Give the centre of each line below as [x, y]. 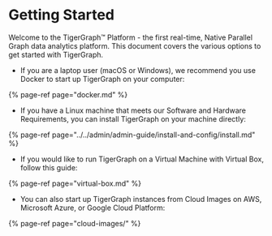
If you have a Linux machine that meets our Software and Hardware [133, 110]
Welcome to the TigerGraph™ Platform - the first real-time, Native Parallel [131, 37]
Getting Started [62, 15]
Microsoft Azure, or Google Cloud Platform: [93, 208]
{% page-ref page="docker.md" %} [68, 94]
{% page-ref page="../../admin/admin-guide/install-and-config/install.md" [132, 135]
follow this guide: [49, 167]
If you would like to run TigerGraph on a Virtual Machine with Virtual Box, [142, 159]
